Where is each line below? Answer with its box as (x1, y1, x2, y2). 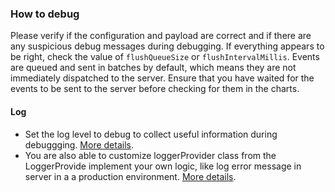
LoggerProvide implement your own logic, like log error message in (24, 160, 302, 172)
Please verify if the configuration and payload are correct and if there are (10, 30, 312, 42)
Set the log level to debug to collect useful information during (24, 128, 278, 140)
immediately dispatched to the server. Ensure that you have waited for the (10, 72, 315, 84)
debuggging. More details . (24, 138, 134, 151)
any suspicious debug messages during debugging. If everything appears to (10, 40, 325, 52)
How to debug (10, 7, 80, 21)
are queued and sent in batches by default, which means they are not (10, 62, 297, 74)
